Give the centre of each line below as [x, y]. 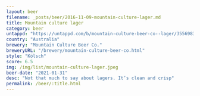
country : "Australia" [33, 39]
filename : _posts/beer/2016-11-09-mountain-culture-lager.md [84, 17]
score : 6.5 [20, 61]
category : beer [25, 28]
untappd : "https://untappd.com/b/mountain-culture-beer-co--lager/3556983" [102, 34]
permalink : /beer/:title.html [44, 84]
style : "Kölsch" [26, 56]
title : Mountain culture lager [45, 23]
